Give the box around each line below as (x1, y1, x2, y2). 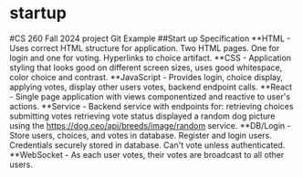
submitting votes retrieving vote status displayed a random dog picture (9, 110, 276, 121)
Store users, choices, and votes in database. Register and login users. (9, 130, 272, 141)
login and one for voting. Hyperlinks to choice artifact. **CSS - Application (9, 52, 292, 63)
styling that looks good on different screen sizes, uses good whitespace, (9, 62, 283, 73)
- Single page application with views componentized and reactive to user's (9, 90, 290, 102)
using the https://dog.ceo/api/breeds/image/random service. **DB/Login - (9, 120, 291, 130)
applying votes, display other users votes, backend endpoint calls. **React (9, 81, 293, 92)
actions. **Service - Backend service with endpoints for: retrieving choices (9, 100, 294, 111)
